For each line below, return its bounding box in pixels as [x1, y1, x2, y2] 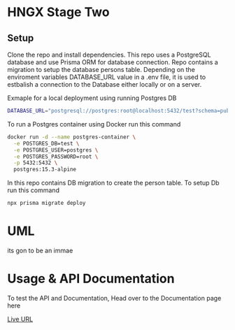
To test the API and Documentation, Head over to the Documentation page [7, 294, 222, 302]
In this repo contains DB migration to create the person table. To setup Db [7, 179, 220, 187]
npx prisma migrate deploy [7, 200, 86, 207]
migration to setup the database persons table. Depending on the [7, 66, 196, 73]
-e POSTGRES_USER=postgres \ [13, 146, 99, 154]
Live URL [7, 315, 34, 323]
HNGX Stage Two [7, 4, 110, 20]
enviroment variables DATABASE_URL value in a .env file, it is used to [7, 73, 206, 81]
